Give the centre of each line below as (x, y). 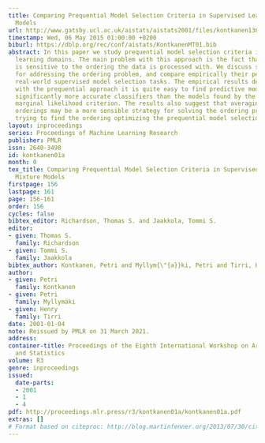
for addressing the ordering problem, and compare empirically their (132, 74)
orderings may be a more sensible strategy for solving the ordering (132, 111)
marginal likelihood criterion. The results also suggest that (121, 103)
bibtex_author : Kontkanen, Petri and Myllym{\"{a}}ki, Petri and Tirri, (130, 265)
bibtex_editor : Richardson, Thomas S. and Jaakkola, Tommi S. (112, 221)
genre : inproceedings (44, 368)
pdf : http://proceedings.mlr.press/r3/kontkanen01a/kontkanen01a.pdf (125, 412)
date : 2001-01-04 (37, 324)
